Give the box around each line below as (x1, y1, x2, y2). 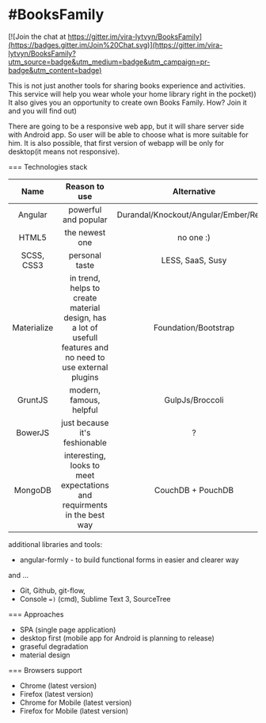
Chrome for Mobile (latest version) (19, 698, 132, 707)
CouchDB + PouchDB (154, 484, 234, 495)
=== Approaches (8, 609, 64, 619)
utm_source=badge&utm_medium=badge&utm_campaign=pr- (8, 57, 211, 67)
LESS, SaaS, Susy (161, 254, 227, 266)
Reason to (66, 181, 104, 192)
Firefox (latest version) (19, 689, 93, 698)
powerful (68, 204, 102, 215)
